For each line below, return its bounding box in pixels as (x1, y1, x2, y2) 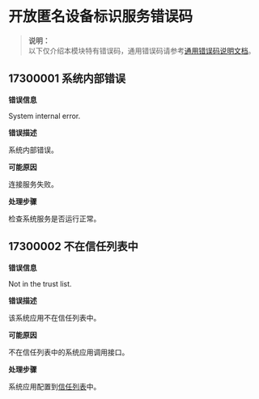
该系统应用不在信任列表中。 (8, 312, 101, 322)
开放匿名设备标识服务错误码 (8, 7, 193, 26)
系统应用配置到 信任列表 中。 (8, 381, 101, 391)
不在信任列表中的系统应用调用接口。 (8, 347, 129, 357)
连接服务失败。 (8, 179, 58, 189)
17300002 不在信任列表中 (8, 240, 139, 253)
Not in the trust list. (8, 278, 72, 288)
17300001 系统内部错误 (8, 72, 126, 86)
